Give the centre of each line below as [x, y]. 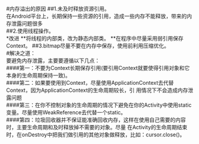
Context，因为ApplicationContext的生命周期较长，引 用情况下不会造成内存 [97, 90]
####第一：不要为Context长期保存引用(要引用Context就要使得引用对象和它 [98, 68]
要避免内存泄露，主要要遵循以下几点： [53, 60]
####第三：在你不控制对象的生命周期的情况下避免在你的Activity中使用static [99, 105]
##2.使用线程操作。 [30, 31]
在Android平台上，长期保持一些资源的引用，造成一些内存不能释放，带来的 [97, 16]
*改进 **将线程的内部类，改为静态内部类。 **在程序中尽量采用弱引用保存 [95, 38]
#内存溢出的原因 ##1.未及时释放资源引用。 [58, 9]
